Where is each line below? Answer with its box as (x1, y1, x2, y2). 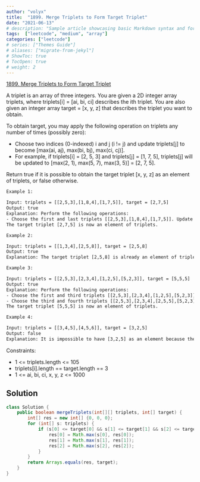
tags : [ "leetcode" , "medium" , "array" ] (6, 31, 108, 37)
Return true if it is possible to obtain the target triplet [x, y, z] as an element (6, 171, 190, 178)
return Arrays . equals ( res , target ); (27, 459, 118, 465)
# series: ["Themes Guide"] (6, 42, 76, 48)
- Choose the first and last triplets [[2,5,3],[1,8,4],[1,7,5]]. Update (6, 216, 193, 222)
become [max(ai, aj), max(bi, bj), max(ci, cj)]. (14, 147, 125, 154)
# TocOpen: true (6, 58, 46, 64)
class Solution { (6, 404, 49, 410)
